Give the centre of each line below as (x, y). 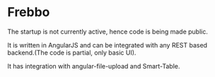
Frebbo (29, 12)
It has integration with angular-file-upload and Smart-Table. (94, 66)
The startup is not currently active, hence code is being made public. (108, 31)
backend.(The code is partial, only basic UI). (72, 52)
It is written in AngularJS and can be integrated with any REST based (107, 45)
